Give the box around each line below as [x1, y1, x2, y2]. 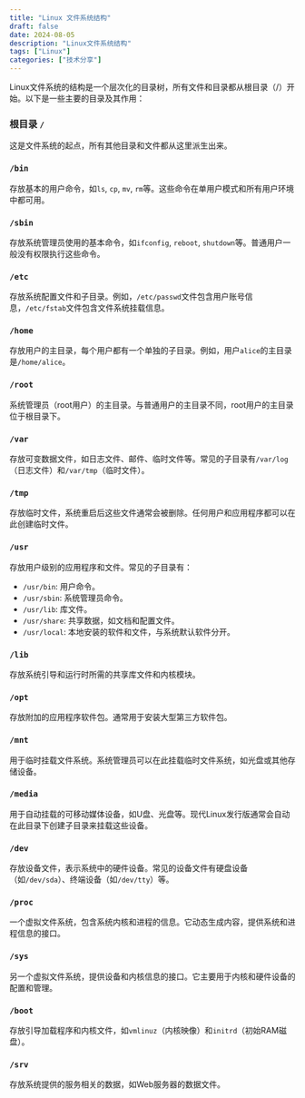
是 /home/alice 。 [9, 356, 71, 368]
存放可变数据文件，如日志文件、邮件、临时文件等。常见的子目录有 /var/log [9, 453, 289, 464]
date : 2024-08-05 [9, 30, 75, 39]
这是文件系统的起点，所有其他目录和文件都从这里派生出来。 [9, 140, 232, 151]
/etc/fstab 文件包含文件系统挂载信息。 [25, 302, 170, 313]
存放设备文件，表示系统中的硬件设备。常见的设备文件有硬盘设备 [9, 863, 248, 874]
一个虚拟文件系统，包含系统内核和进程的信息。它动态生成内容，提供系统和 [9, 916, 288, 927]
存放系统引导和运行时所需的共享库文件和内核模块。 [9, 668, 201, 679]
